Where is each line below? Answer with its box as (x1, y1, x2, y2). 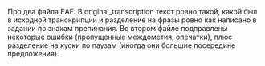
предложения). (7, 49, 59, 58)
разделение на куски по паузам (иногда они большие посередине (7, 41, 236, 50)
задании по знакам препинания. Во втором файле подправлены (7, 24, 228, 33)
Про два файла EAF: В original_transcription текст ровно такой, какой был (7, 7, 258, 16)
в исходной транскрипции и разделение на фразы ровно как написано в (7, 15, 258, 25)
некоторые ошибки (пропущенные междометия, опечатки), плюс (7, 32, 233, 41)
